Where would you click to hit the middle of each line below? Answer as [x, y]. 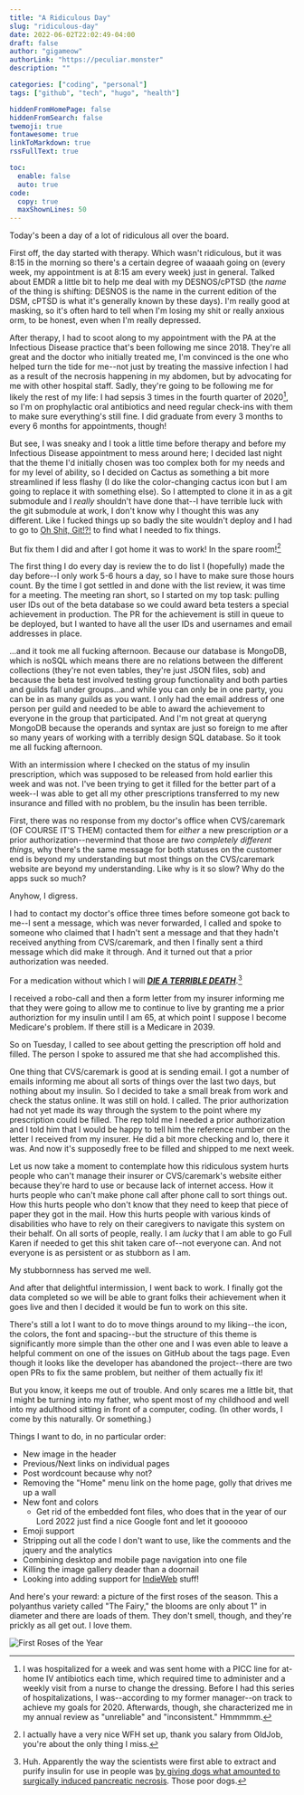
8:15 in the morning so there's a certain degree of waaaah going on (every [147, 262]
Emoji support [48, 1531]
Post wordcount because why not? [87, 1473]
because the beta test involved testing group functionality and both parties [148, 680]
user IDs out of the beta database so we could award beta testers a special [149, 605]
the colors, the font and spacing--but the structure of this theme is [133, 1334]
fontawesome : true [44, 135]
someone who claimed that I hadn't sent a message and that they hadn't [144, 933]
